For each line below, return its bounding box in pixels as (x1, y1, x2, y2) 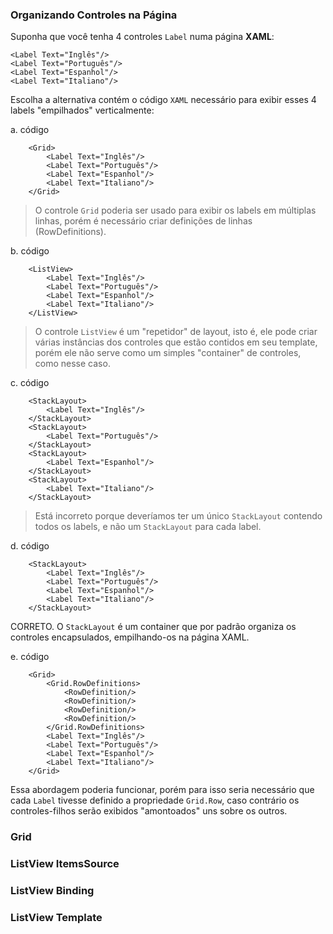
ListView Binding (10, 884, 95, 898)
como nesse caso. (34, 358, 111, 370)
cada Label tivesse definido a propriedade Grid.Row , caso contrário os (10, 794, 300, 807)
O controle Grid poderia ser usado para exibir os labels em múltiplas (34, 204, 317, 217)
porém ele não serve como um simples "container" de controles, (34, 347, 302, 359)
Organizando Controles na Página (10, 8, 178, 22)
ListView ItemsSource (10, 857, 120, 871)
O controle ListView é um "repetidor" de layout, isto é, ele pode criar (34, 326, 318, 338)
